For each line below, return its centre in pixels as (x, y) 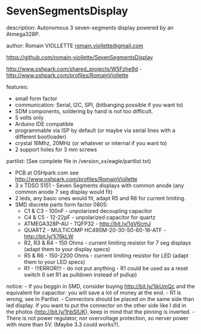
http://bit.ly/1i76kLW (49, 236)
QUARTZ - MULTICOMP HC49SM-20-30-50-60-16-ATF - (95, 230)
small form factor (36, 98)
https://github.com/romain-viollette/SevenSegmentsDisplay (79, 57)
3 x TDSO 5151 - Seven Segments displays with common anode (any (99, 185)
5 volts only (29, 118)
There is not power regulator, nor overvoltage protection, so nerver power (97, 318)
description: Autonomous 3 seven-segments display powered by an (90, 28)
